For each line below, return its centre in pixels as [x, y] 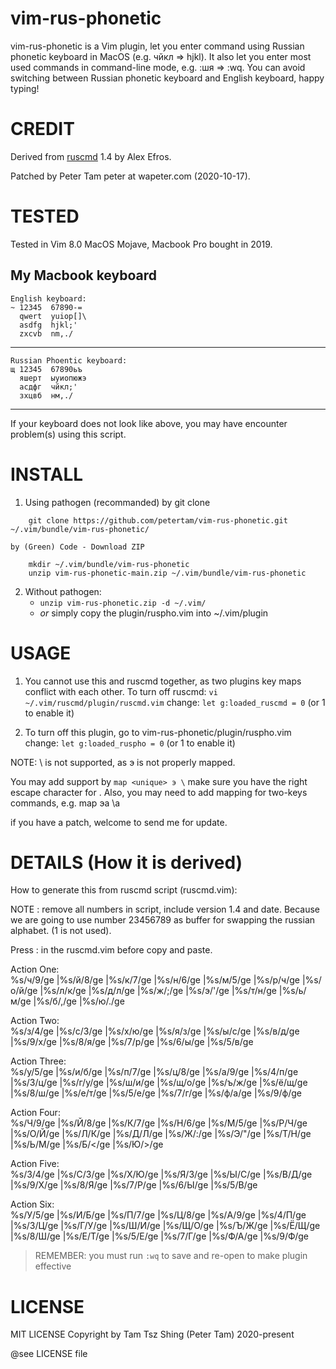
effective [53, 1266]
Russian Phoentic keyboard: [69, 360]
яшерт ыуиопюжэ [53, 378]
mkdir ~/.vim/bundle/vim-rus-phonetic [109, 564]
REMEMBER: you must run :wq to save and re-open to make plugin [171, 1256]
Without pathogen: [63, 591]
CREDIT [42, 129]
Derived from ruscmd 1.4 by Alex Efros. [91, 156]
